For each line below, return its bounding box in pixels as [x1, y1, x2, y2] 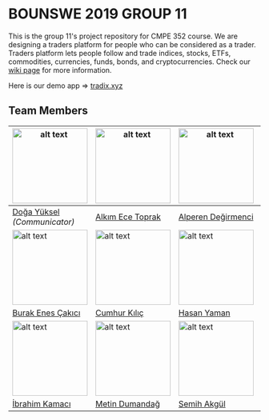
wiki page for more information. [8, 65, 112, 74]
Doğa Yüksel [12, 206, 60, 217]
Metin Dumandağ [95, 398, 160, 409]
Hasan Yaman [179, 307, 231, 318]
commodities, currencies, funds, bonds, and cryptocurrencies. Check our [8, 57, 251, 66]
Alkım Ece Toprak [95, 211, 162, 222]
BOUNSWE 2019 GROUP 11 [8, 5, 187, 23]
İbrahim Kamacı [12, 398, 71, 409]
